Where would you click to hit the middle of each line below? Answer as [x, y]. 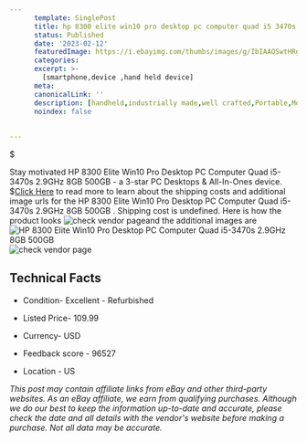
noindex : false [63, 111]
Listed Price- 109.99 [61, 318]
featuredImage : [63, 52]
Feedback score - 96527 [69, 353]
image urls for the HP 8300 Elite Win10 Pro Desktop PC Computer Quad [144, 201]
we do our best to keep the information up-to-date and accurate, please [146, 408]
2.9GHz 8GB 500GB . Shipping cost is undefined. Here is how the [159, 210]
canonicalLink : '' [69, 94]
